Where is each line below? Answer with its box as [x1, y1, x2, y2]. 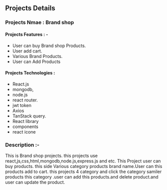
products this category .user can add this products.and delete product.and [5, 174, 159, 180]
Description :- [5, 141, 40, 148]
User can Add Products [12, 58, 61, 64]
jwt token [12, 102, 31, 108]
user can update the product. [5, 179, 65, 185]
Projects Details [5, 4, 56, 12]
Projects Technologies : [5, 70, 55, 76]
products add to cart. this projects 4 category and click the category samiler [5, 168, 162, 174]
